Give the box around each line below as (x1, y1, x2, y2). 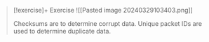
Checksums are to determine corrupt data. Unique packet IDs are (13, 20, 203, 27)
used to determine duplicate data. (13, 27, 112, 35)
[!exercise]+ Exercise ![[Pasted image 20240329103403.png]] (13, 6, 194, 14)
